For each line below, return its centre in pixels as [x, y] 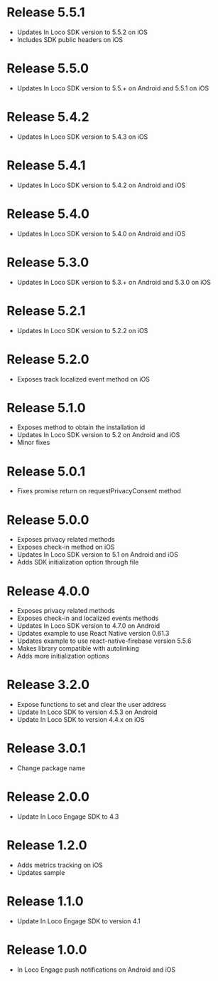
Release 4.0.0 [48, 591]
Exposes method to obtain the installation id [81, 427]
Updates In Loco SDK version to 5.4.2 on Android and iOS [101, 185]
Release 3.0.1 [46, 749]
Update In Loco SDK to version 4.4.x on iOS [81, 720]
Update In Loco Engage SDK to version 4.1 [78, 921]
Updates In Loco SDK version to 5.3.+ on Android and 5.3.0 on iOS [114, 282]
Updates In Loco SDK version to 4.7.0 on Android [88, 626]
